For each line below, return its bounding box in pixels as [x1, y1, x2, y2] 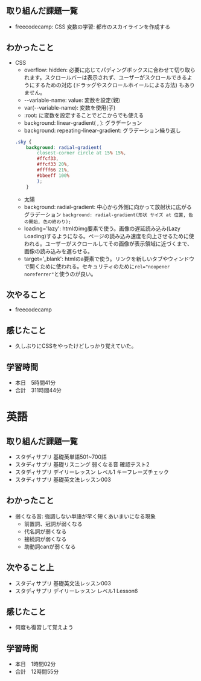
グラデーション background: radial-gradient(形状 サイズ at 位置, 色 [24, 211, 193, 218]
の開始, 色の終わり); [24, 219, 71, 225]
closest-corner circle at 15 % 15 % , [37, 150, 127, 156]
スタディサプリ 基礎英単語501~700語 [14, 453, 107, 460]
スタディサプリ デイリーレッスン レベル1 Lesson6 [14, 587, 138, 594]
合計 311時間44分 [14, 387, 62, 394]
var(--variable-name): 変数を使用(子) [24, 104, 116, 111]
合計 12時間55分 [14, 668, 59, 676]
